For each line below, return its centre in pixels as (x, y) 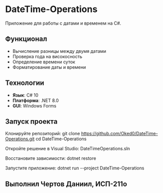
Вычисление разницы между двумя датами (59, 51)
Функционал (26, 39)
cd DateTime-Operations (61, 139)
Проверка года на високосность (47, 56)
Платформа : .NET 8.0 (36, 100)
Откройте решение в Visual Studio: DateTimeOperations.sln (68, 149)
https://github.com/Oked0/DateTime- (119, 134)
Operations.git (20, 139)
